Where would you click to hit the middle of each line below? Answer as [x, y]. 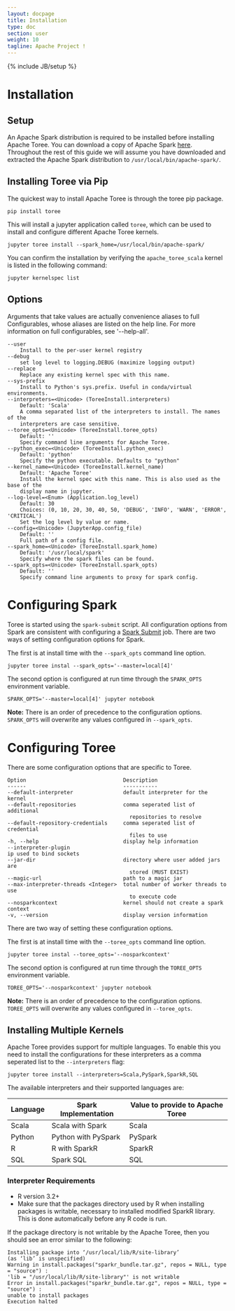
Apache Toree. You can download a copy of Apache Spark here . [100, 145]
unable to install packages [48, 1295]
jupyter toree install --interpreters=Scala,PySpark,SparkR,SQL [103, 1075]
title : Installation [37, 20]
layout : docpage [31, 14]
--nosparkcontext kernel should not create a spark [115, 903]
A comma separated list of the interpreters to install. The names [120, 412]
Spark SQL [69, 1160]
